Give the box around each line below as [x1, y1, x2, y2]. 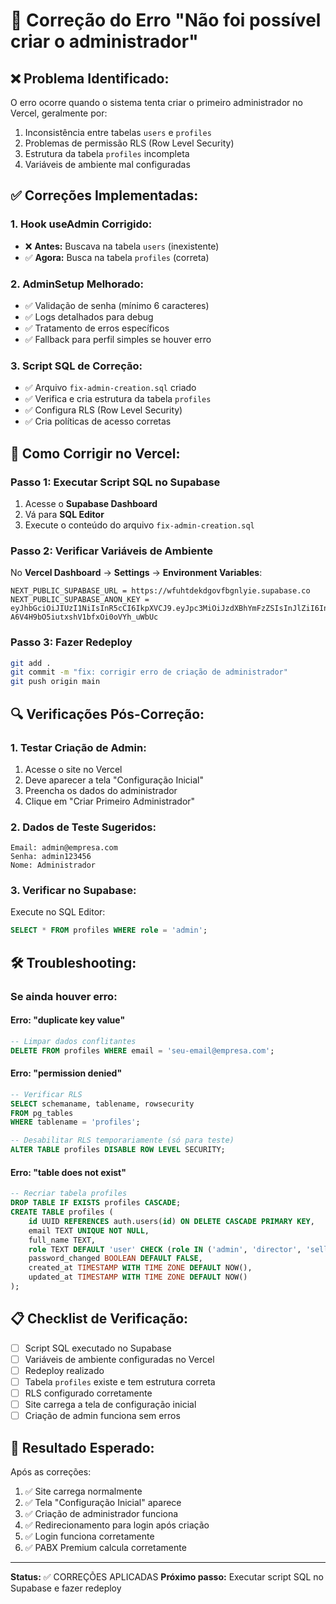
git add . [10, 658, 52, 668]
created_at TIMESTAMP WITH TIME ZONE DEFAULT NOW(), [28, 1263, 253, 1273]
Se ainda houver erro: [10, 989, 118, 1003]
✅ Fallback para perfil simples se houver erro [24, 333, 212, 345]
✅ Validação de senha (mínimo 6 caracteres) [24, 299, 210, 311]
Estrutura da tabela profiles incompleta [24, 148, 190, 159]
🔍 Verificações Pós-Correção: [10, 705, 205, 723]
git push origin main [10, 677, 101, 687]
